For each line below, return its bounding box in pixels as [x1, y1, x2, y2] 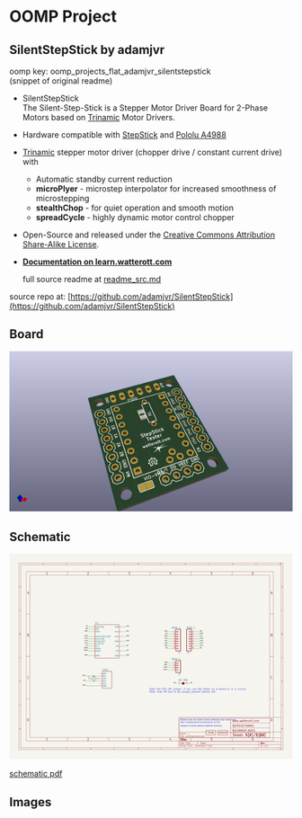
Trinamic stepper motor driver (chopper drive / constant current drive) [22, 147, 283, 157]
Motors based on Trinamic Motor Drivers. [22, 112, 175, 122]
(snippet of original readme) [9, 76, 113, 86]
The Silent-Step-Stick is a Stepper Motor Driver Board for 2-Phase [22, 102, 268, 113]
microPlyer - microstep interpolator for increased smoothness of [35, 183, 277, 194]
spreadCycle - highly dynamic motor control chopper [35, 212, 235, 222]
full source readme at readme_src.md [22, 274, 162, 284]
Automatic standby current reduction [35, 173, 173, 184]
